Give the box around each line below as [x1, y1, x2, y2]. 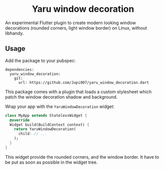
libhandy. [5, 30, 24, 36]
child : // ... [18, 132, 48, 136]
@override [9, 117, 30, 123]
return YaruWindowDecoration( [14, 127, 77, 132]
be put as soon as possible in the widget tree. [5, 159, 98, 165]
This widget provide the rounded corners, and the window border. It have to [5, 154, 160, 160]
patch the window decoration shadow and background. [5, 94, 118, 100]
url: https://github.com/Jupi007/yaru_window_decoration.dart [18, 80, 149, 85]
